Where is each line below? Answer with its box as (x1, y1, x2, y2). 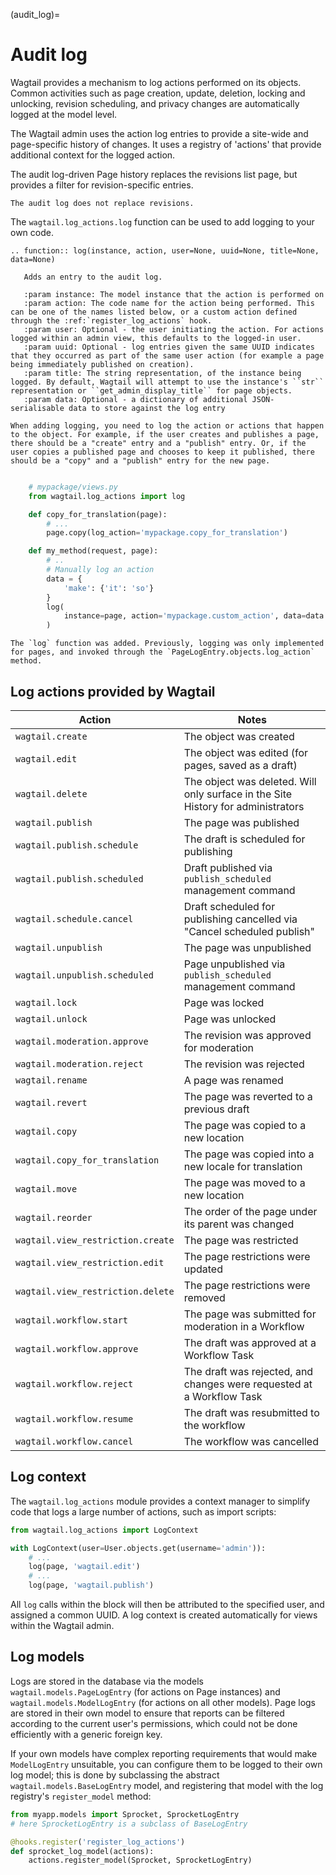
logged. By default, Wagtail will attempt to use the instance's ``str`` (10, 377, 325, 387)
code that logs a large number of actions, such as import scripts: (10, 1505, 277, 1518)
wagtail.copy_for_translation (15, 1155, 160, 1166)
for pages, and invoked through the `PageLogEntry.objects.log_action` (10, 647, 315, 658)
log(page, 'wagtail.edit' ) (28, 1562, 141, 1572)
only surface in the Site (183, 787, 293, 801)
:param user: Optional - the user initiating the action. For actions (23, 324, 325, 334)
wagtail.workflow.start (15, 1315, 129, 1326)
